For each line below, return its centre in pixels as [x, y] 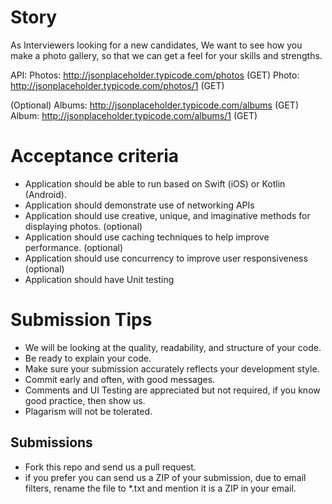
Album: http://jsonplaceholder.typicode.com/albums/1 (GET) [134, 115]
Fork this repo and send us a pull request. [110, 467]
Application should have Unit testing [99, 279]
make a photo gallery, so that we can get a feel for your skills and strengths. [166, 55]
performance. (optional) [74, 247]
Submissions [51, 442]
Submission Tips [81, 320]
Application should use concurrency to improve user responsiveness [166, 258]
